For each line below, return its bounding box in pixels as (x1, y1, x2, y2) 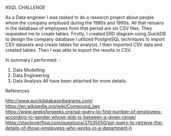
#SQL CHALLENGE (5, 5, 46, 10)
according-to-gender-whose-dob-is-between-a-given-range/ (5, 114, 136, 120)
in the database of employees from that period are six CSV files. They (5, 25, 153, 31)
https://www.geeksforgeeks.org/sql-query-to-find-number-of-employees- (5, 109, 162, 114)
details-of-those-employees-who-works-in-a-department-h (5, 125, 132, 131)
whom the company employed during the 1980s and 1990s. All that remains (5, 20, 164, 26)
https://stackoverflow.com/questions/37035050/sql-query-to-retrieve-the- (5, 120, 164, 125)
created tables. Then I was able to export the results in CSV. (5, 47, 132, 53)
